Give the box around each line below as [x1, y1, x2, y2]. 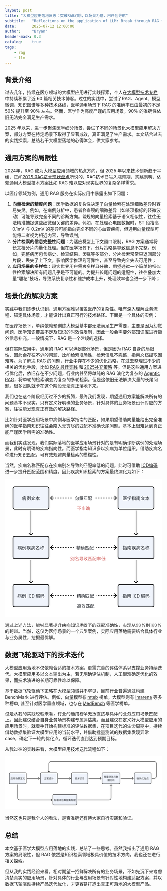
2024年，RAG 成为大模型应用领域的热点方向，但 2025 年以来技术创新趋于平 [5, 168, 162, 174]
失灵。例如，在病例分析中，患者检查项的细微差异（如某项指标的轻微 [16, 207, 157, 213]
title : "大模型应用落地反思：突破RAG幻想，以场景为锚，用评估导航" [5, 13, 128, 18]
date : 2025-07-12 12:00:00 [5, 24, 75, 29]
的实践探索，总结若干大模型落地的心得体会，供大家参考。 [5, 137, 123, 144]
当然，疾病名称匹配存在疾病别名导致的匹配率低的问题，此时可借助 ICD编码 [5, 462, 158, 468]
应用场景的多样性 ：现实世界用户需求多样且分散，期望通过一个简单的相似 [12, 264, 161, 269]
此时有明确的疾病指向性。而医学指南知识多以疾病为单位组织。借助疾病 [13, 445, 158, 451]
